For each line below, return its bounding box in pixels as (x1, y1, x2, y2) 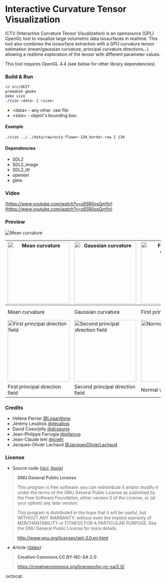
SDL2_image (12, 162, 39, 167)
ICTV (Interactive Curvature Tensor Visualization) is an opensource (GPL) (5, 30, 154, 36)
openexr (12, 172, 30, 178)
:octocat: (5, 573, 23, 579)
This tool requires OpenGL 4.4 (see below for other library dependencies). (5, 61, 157, 67)
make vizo (5, 93, 26, 98)
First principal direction (7, 383, 61, 390)
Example (5, 124, 24, 129)
